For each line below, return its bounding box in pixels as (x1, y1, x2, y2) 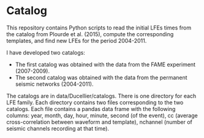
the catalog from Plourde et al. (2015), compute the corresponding (6, 30, 174, 37)
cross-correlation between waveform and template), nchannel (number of (6, 118, 193, 126)
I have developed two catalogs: (6, 48, 86, 56)
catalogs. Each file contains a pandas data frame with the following (6, 105, 176, 112)
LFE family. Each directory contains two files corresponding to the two (6, 99, 184, 106)
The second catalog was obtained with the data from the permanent (15, 74, 188, 81)
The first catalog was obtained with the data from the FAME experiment (15, 61, 196, 68)
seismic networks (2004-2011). (15, 80, 94, 88)
